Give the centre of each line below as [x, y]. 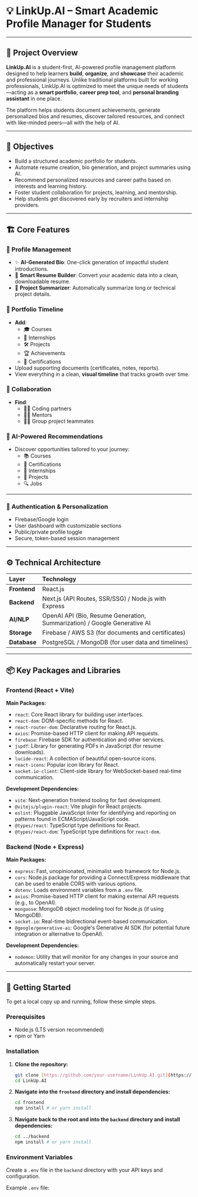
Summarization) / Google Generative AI [96, 623]
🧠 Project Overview [42, 53]
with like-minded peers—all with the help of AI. [63, 122]
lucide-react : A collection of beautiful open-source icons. [85, 758]
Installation [23, 1052]
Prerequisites [26, 1017]
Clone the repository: [41, 1064]
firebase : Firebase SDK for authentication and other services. [90, 739]
